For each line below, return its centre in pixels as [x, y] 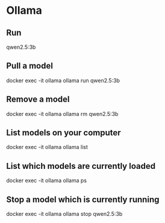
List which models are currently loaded [81, 166]
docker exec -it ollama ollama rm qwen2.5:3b [62, 114]
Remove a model [38, 99]
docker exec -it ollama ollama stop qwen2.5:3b [64, 214]
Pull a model [30, 66]
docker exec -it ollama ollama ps [47, 180]
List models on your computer [64, 133]
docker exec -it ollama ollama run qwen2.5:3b [63, 80]
